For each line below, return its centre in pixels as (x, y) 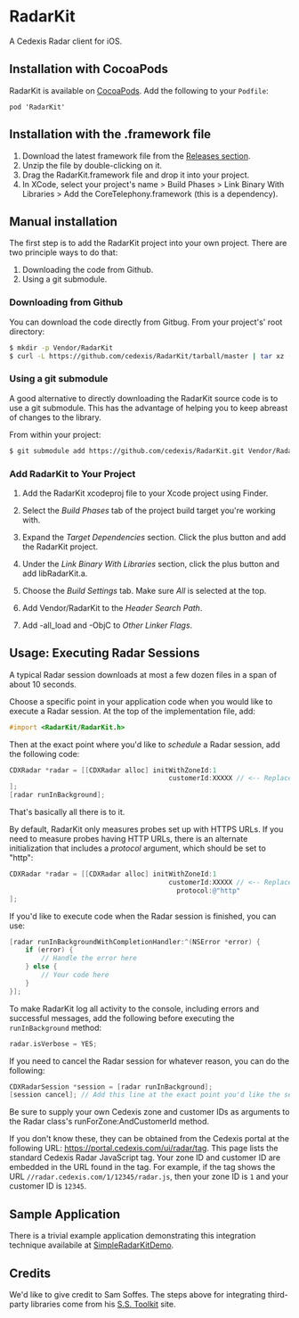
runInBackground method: (56, 1027)
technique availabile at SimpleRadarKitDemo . (92, 1245)
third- (278, 1294)
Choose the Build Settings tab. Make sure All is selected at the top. (144, 590)
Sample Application (65, 1214)
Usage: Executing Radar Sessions (105, 653)
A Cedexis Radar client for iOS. (66, 41)
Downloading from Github (66, 302)
